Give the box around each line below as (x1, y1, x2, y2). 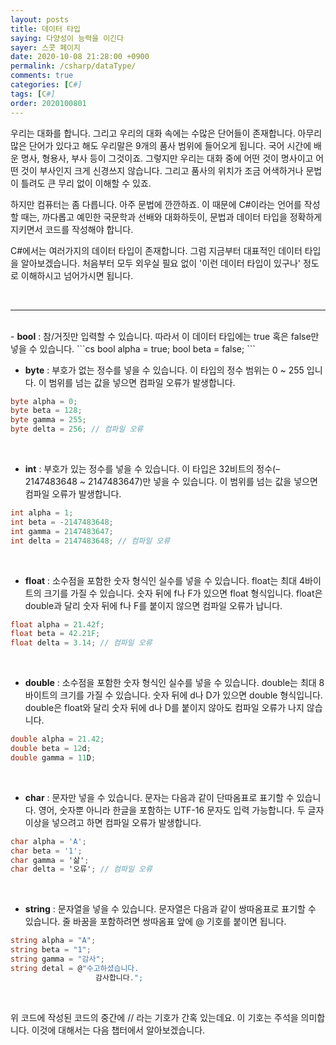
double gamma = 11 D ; (10, 752, 97, 763)
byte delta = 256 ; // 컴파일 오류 (10, 424, 144, 435)
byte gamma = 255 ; (10, 415, 87, 425)
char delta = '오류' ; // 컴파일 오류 (10, 864, 153, 875)
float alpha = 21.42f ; (10, 619, 105, 630)
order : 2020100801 (10, 98, 87, 108)
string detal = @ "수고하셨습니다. (10, 963, 140, 973)
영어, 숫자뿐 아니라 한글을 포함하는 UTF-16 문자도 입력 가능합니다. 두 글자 (38, 804, 325, 816)
